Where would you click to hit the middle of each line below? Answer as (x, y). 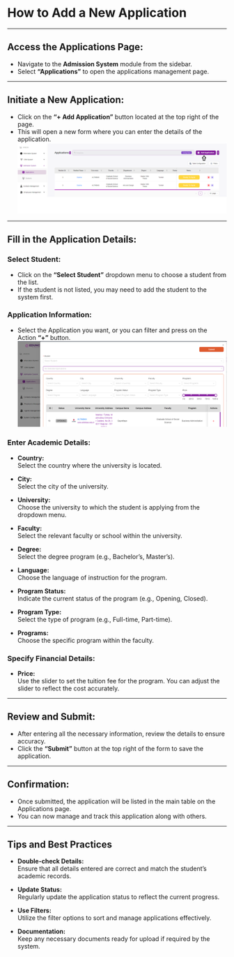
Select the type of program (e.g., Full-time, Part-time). (95, 619)
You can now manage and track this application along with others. (112, 816)
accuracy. (32, 741)
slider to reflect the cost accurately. (68, 688)
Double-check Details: (50, 861)
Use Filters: (34, 911)
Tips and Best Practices (60, 844)
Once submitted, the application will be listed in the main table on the (116, 801)
